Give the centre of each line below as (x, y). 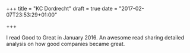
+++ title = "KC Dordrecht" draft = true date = (62, 9)
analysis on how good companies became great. (66, 44)
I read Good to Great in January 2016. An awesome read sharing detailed (95, 37)
